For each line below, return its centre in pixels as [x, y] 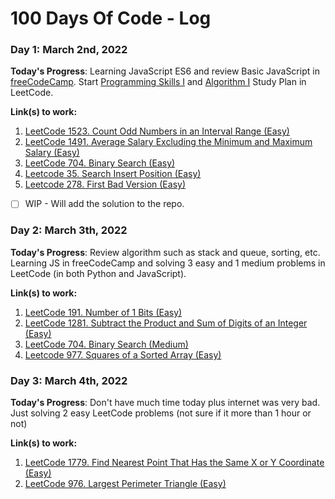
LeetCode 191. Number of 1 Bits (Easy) [103, 312]
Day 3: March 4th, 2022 [69, 380]
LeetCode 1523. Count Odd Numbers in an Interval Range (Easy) [157, 131]
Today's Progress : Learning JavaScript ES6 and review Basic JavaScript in [165, 71]
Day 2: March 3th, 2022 [69, 230]
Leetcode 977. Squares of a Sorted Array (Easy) [123, 354]
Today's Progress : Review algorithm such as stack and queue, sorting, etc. [165, 252]
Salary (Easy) [52, 153]
